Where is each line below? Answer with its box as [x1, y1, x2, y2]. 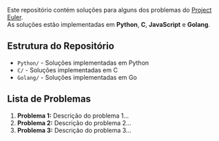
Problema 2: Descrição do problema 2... [17, 118, 132, 127]
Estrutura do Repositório [7, 41, 115, 52]
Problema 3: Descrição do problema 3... [17, 126, 132, 134]
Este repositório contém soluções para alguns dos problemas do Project [7, 6, 212, 14]
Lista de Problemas [7, 93, 92, 105]
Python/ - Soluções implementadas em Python [17, 58, 149, 67]
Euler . [7, 13, 23, 21]
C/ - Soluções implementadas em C [17, 65, 118, 74]
